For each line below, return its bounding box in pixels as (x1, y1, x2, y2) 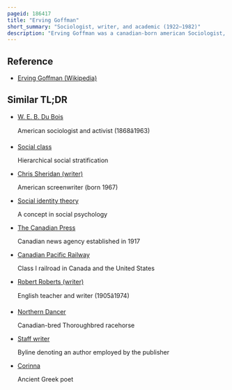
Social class (17, 142, 52, 150)
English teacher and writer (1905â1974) (17, 291, 130, 299)
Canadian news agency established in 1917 (17, 237, 141, 245)
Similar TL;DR (7, 94, 68, 106)
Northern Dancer (17, 307, 66, 315)
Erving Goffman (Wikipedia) (17, 74, 98, 82)
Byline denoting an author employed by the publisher (17, 348, 170, 356)
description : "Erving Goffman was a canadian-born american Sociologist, (7, 29, 226, 37)
